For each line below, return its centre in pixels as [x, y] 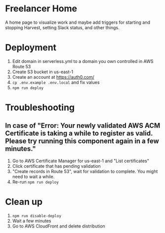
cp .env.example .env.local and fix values [56, 82]
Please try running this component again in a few [82, 141]
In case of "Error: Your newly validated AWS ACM [83, 126]
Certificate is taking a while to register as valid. [79, 133]
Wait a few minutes [32, 221]
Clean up [24, 202]
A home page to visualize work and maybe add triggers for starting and [78, 22]
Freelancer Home [41, 9]
